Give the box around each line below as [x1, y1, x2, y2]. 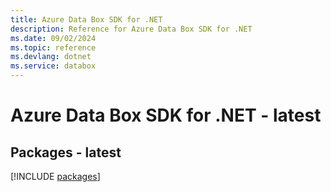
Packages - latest [10, 144, 122, 161]
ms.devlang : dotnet [10, 52, 92, 62]
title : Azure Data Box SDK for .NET [10, 14, 163, 25]
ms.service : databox [10, 61, 97, 71]
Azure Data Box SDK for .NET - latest [10, 104, 322, 127]
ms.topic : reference [10, 42, 97, 53]
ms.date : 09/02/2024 [10, 33, 97, 43]
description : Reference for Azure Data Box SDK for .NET [10, 24, 253, 34]
